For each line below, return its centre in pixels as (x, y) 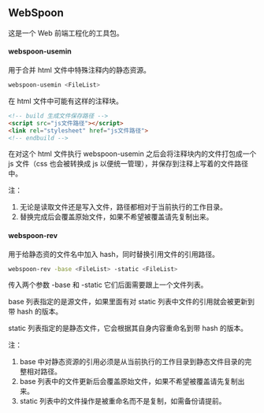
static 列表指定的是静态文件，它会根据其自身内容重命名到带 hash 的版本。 (128, 328)
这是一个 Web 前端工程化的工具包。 (66, 33)
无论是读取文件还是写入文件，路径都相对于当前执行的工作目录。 (123, 207)
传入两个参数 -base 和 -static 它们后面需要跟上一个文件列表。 (108, 285)
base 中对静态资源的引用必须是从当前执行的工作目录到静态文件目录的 (132, 362)
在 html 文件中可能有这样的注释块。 (66, 101)
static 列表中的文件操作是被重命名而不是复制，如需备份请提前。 (123, 401)
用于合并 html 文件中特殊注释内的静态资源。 (80, 70)
